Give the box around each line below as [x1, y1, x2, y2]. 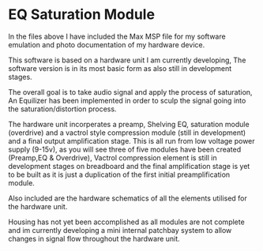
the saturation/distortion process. [8, 104, 117, 114]
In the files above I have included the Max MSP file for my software [8, 32, 227, 41]
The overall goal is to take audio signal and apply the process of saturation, [8, 87, 253, 96]
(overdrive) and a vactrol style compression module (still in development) [8, 128, 246, 137]
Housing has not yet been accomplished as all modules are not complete [8, 217, 245, 227]
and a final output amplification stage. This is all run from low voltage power [8, 136, 255, 145]
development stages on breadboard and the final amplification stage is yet [8, 161, 250, 170]
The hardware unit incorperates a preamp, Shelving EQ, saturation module [8, 119, 250, 129]
